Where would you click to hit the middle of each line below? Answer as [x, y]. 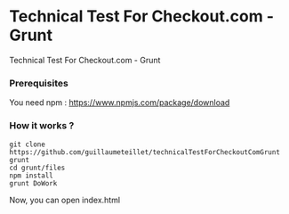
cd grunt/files [37, 168]
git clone [28, 144]
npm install [31, 176]
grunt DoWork [33, 183]
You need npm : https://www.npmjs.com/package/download [120, 103]
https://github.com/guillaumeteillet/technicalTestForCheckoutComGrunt [144, 152]
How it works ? [42, 126]
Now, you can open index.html [65, 200]
